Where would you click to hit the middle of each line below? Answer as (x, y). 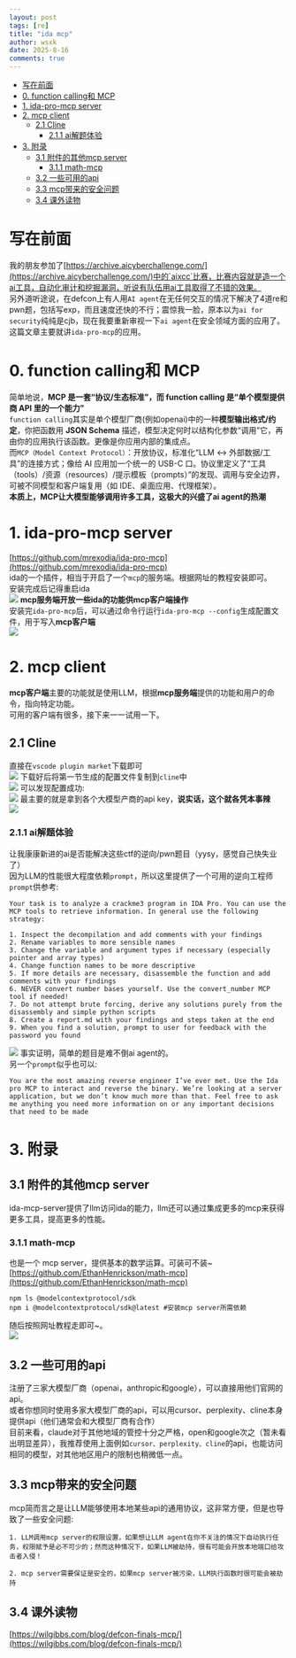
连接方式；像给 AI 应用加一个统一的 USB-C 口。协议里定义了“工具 (147, 463)
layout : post (33, 17)
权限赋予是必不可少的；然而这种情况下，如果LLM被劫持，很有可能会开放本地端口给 (150, 1546)
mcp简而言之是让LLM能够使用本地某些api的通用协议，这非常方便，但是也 (143, 1507)
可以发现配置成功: (52, 787)
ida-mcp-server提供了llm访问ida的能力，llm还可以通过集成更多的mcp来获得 (147, 1208)
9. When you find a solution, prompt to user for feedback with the (138, 1027)
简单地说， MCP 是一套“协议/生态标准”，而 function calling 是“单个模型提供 (147, 397)
